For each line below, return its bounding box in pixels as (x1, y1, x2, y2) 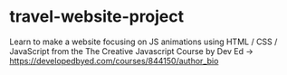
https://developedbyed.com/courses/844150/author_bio (9, 55, 219, 66)
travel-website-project (9, 6, 185, 27)
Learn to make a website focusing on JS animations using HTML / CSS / (9, 36, 278, 47)
